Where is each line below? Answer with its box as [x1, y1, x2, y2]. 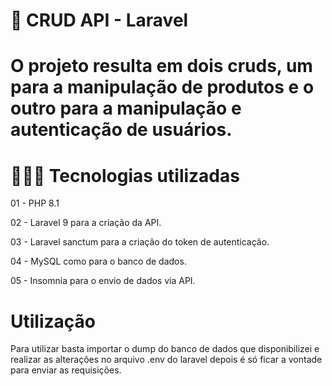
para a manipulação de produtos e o [10, 76, 315, 99]
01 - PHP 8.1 [10, 197, 60, 209]
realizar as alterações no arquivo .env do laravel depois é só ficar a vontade [10, 354, 323, 366]
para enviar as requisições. [10, 364, 122, 376]
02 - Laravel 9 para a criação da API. [10, 217, 162, 229]
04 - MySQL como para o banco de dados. [10, 255, 187, 268]
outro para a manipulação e [10, 97, 242, 120]
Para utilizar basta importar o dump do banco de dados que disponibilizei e [10, 343, 320, 355]
